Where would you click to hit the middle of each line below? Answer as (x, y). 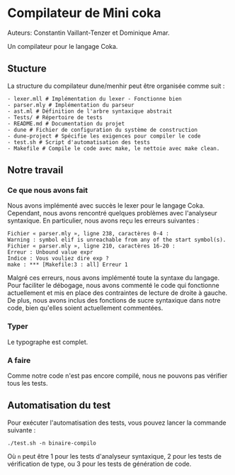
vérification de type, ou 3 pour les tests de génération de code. (99, 464)
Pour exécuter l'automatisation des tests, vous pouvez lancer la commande (117, 423)
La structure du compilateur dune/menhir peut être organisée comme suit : (116, 86)
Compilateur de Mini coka (84, 13)
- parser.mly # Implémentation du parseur (71, 105)
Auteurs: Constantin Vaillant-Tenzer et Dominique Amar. (88, 33)
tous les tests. (28, 384)
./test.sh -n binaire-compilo (52, 443)
